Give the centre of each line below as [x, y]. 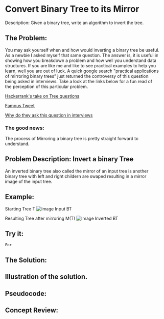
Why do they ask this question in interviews [49, 115]
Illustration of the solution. [46, 277]
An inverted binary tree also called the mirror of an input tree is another [77, 171]
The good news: [25, 128]
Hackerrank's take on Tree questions [42, 96]
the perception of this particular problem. [47, 87]
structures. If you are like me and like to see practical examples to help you [81, 65]
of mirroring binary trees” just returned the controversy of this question [77, 76]
